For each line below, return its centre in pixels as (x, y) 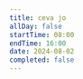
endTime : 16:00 (38, 43)
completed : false (42, 60)
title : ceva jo (38, 18)
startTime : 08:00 (42, 35)
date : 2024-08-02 (42, 52)
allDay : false (36, 26)
